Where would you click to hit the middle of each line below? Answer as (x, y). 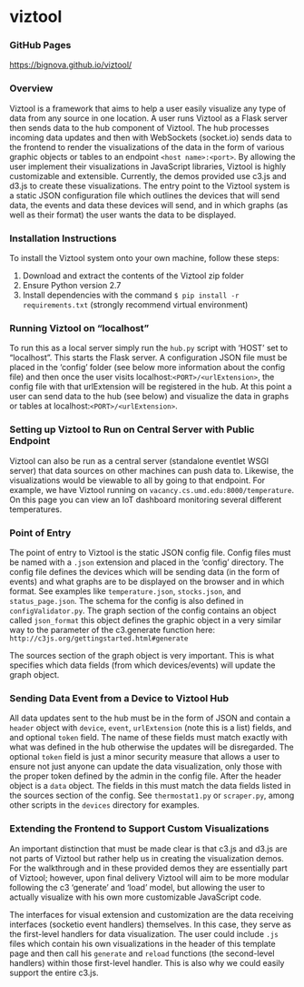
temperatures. (36, 509)
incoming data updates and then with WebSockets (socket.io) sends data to (151, 137)
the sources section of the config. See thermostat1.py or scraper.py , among (152, 796)
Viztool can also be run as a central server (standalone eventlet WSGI (139, 460)
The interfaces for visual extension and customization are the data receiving (152, 914)
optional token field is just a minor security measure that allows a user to (144, 757)
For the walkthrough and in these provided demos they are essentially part (148, 868)
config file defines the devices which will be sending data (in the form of (145, 571)
